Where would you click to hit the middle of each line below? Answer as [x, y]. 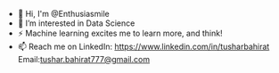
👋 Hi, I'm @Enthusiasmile [63, 14]
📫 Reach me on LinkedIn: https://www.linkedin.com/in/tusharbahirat [144, 46]
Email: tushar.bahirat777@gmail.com [83, 59]
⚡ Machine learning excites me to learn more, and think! [120, 33]
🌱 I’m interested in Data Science [76, 23]
